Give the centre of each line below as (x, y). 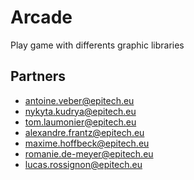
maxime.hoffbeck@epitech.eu (87, 143)
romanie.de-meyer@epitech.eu (89, 153)
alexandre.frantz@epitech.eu (84, 132)
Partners (38, 76)
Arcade (41, 17)
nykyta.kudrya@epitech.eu (80, 111)
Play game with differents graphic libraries (97, 45)
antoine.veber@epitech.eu (79, 100)
